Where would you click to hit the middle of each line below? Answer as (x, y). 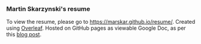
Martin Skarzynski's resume (48, 9)
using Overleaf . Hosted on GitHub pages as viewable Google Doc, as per (96, 28)
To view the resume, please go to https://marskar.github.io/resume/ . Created (101, 22)
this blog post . (24, 34)
